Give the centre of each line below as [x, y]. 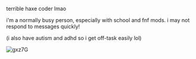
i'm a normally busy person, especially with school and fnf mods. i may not [98, 20]
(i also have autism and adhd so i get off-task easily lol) [74, 38]
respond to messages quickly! [43, 27]
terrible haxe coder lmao [36, 9]
